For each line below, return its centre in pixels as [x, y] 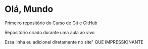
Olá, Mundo [29, 9]
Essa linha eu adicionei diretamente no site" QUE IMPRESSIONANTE [74, 42]
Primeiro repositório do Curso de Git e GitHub [51, 23]
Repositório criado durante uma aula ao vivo [50, 32]
